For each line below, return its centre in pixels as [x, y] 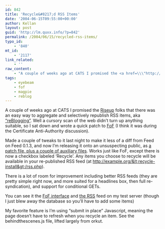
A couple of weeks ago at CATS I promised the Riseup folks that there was [80, 110]
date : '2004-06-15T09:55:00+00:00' [41, 19]
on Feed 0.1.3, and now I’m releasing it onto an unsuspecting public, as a [78, 146]
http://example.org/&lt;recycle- [124, 161]
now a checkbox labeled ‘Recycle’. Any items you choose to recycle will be [81, 156]
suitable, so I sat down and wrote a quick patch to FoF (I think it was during [81, 126]
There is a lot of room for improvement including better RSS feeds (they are [81, 176]
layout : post [18, 28]
